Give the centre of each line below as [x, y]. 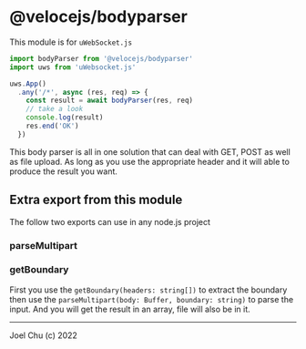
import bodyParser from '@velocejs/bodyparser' [102, 58]
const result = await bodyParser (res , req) [110, 101]
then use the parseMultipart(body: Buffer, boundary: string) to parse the [152, 299]
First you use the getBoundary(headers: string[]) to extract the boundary [148, 290]
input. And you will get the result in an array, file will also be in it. [130, 309]
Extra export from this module [96, 200]
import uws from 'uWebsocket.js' [73, 67]
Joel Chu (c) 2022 [43, 335]
